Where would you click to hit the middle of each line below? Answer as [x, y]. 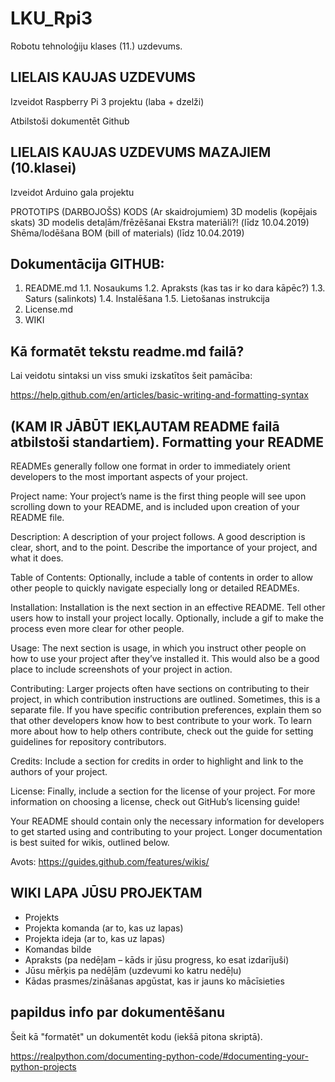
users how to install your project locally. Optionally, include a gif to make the [167, 618]
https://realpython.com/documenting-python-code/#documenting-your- [159, 1056]
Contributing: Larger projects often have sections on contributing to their [160, 688]
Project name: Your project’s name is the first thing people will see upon [158, 496]
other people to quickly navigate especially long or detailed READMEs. [155, 588]
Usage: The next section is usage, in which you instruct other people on [158, 648]
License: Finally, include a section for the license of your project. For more [163, 791]
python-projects [43, 1066]
